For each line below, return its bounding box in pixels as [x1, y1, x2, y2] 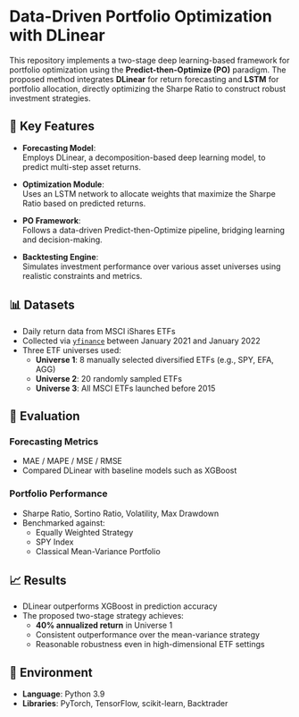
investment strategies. [9, 92, 91, 104]
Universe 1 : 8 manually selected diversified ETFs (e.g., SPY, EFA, [35, 354, 274, 365]
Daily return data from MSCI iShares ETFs [21, 325, 176, 336]
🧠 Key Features [9, 119, 96, 134]
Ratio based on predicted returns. [21, 198, 146, 208]
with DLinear [9, 25, 105, 46]
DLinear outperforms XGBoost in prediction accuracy [21, 601, 218, 612]
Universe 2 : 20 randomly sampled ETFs [35, 373, 183, 384]
